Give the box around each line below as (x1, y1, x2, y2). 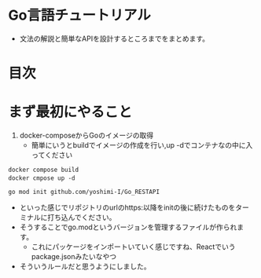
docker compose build (8, 166, 79, 174)
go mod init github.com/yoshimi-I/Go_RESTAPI (8, 188, 160, 196)
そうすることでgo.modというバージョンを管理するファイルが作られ (19, 222, 237, 232)
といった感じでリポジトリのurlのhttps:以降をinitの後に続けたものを (19, 203, 236, 212)
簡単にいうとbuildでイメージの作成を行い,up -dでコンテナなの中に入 (31, 141, 253, 150)
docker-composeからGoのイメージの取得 (19, 130, 154, 141)
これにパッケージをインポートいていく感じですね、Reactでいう (31, 242, 236, 251)
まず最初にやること (8, 103, 133, 121)
